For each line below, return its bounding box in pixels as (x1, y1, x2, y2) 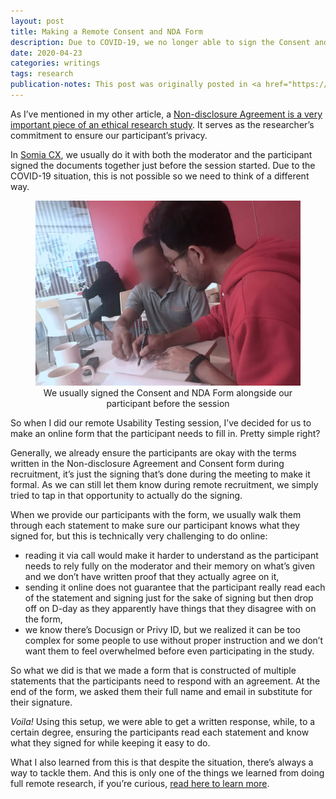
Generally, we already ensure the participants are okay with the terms (10, 447, 297, 459)
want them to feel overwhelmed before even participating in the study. (24, 645, 315, 657)
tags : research (10, 69, 74, 79)
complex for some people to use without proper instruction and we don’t (24, 635, 324, 647)
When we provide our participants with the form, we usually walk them (10, 509, 302, 521)
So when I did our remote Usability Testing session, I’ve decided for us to (10, 417, 312, 429)
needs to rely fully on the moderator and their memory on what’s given (24, 560, 316, 572)
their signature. (10, 696, 73, 709)
